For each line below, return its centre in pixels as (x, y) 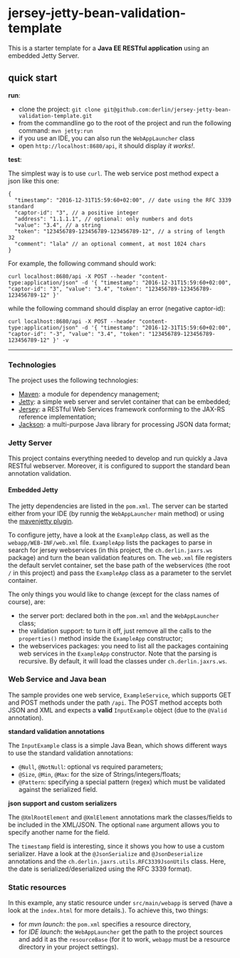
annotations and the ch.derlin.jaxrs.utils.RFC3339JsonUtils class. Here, (117, 861)
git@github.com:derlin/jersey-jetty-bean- (167, 109)
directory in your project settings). (68, 947)
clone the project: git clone (59, 109)
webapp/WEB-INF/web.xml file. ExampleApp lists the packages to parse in (110, 542)
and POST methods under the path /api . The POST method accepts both (115, 702)
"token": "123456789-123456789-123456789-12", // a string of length (120, 231)
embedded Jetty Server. (44, 56)
